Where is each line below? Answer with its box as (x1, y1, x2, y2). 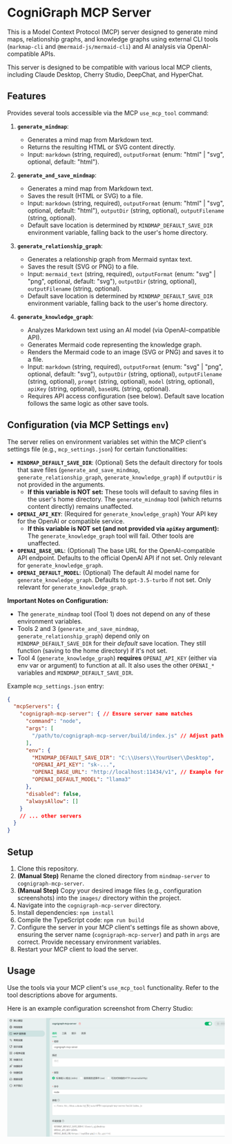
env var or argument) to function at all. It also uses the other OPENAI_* (17, 661, 215, 669)
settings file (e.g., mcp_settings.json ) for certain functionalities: (7, 445, 188, 453)
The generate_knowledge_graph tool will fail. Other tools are (27, 532, 195, 540)
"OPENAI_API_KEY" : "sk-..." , (32, 762, 116, 768)
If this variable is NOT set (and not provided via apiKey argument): (27, 524, 220, 532)
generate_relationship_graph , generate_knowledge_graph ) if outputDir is (17, 473, 222, 481)
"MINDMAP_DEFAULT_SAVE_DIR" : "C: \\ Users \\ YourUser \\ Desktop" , (32, 754, 215, 761)
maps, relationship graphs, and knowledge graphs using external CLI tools (7, 35, 219, 43)
